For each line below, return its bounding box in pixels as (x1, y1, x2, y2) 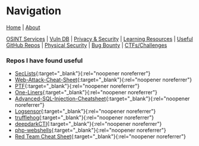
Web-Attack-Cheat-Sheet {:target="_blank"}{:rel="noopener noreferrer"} (14, 76, 192, 84)
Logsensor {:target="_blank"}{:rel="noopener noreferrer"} (14, 108, 156, 115)
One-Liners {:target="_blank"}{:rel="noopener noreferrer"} (14, 89, 157, 96)
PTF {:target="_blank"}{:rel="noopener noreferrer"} (14, 82, 140, 90)
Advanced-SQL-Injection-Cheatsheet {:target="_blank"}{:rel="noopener (14, 95, 190, 102)
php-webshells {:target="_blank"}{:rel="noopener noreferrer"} (14, 126, 166, 134)
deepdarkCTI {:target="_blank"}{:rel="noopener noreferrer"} (14, 120, 162, 128)
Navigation (6, 4, 61, 18)
